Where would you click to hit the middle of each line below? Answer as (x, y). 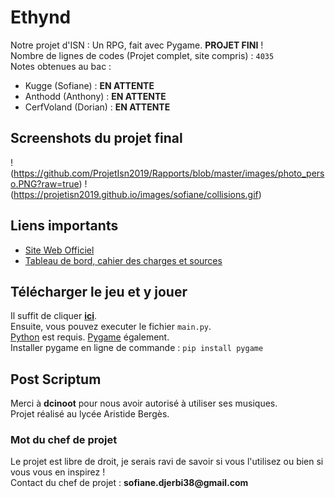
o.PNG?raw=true (45, 183)
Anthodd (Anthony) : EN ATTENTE (95, 96)
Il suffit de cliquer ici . (54, 316)
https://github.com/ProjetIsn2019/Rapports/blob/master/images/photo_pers (169, 173)
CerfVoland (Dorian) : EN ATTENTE (97, 107)
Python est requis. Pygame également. (90, 337)
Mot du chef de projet (64, 440)
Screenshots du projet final (96, 138)
